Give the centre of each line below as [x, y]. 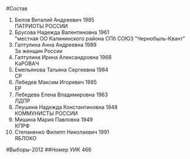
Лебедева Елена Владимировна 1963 [61, 94]
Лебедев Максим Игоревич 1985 [56, 82]
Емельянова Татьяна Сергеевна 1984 [61, 70]
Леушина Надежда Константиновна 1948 [66, 107]
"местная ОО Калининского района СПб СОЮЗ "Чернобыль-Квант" [100, 38]
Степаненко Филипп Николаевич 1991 [62, 132]
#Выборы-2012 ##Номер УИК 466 [49, 150]
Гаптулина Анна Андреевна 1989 [55, 45]
